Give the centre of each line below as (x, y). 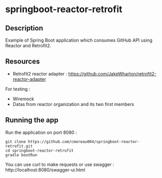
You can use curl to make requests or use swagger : (60, 164)
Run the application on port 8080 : (41, 132)
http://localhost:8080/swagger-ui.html (45, 170)
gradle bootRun (21, 155)
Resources (23, 62)
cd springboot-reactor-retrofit (39, 151)
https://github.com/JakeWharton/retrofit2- (112, 74)
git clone (16, 141)
